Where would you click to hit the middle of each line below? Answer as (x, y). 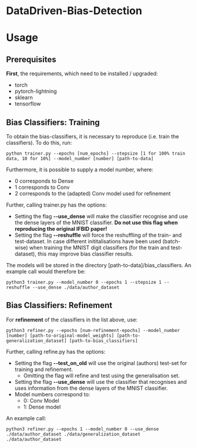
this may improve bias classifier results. (85, 254)
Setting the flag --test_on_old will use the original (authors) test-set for (101, 363)
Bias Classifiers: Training (53, 122)
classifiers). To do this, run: (39, 143)
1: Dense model (42, 407)
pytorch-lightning (36, 91)
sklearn (24, 98)
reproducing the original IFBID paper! (61, 229)
